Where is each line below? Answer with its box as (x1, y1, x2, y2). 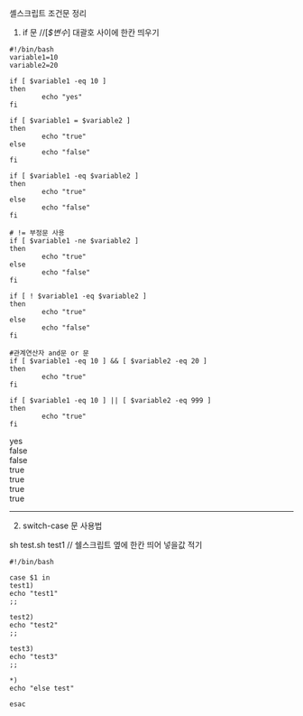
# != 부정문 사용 (9, 228, 65, 237)
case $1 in (9, 573, 50, 582)
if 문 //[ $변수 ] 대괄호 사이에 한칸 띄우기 (22, 27, 160, 38)
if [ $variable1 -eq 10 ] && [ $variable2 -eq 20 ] (9, 357, 207, 366)
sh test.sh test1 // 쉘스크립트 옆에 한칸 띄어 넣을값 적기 (9, 540, 203, 550)
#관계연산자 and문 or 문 (9, 349, 90, 358)
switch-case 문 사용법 (22, 520, 103, 531)
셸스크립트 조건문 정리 (9, 8, 87, 18)
